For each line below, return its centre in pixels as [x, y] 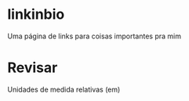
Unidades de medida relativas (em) [64, 89]
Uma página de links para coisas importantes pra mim [94, 36]
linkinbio [36, 14]
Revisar [33, 68]
